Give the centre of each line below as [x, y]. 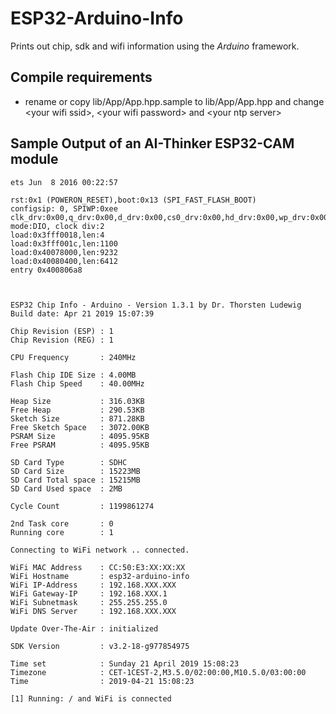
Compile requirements [81, 77]
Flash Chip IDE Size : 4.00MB [73, 375]
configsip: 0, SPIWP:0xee [64, 208]
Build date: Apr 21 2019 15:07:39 [82, 313]
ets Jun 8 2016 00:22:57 [64, 182]
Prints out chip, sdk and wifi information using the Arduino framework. [155, 46]
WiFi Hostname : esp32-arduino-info [100, 576]
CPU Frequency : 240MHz [73, 357]
